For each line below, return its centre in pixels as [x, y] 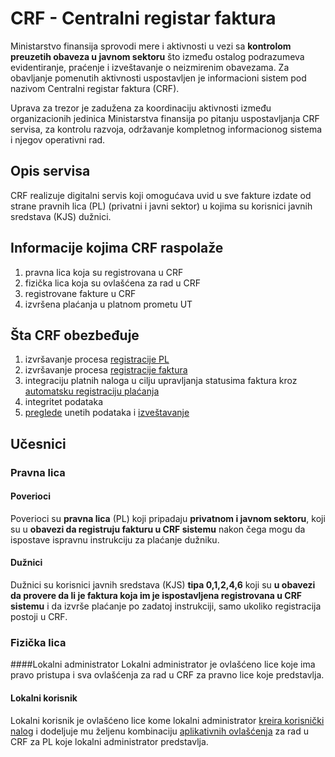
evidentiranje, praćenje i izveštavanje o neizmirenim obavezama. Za [150, 67]
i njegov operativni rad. [58, 139]
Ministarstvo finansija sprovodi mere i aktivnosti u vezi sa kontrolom [151, 46]
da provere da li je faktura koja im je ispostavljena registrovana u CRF [156, 596]
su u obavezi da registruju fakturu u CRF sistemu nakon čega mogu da [158, 529]
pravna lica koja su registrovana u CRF [104, 272]
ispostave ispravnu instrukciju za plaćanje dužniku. [115, 539]
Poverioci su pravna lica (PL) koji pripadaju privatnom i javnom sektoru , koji [168, 518]
